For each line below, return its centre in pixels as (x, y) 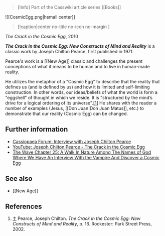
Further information (37, 129)
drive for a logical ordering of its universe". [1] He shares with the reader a (81, 103)
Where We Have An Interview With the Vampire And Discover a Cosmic (86, 157)
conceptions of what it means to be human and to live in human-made (78, 67)
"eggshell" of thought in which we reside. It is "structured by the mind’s (79, 98)
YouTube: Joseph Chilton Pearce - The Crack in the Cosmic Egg (79, 147)
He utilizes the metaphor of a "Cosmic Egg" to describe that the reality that (82, 82)
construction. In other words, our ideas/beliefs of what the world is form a (81, 92)
